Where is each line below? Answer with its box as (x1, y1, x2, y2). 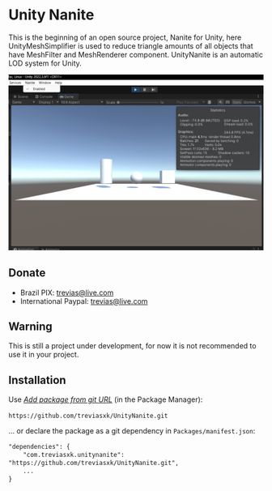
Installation (8, 373, 66, 386)
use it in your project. (8, 350, 79, 360)
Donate (8, 266, 46, 280)
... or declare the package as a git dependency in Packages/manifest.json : (8, 426, 256, 436)
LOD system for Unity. (8, 58, 83, 68)
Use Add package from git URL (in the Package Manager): (8, 395, 203, 404)
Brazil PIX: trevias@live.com (19, 288, 114, 297)
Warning (8, 319, 53, 333)
